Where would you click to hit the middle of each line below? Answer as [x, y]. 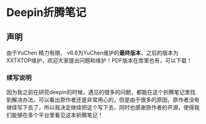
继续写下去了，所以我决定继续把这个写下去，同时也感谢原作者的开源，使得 [100, 108]
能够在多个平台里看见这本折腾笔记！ [57, 115]
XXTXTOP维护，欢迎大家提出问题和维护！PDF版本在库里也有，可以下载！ [99, 60]
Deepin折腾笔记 [47, 13]
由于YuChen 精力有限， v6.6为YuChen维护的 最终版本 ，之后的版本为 [93, 53]
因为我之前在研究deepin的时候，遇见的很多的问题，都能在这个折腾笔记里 [98, 92]
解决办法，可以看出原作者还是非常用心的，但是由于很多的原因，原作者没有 [105, 100]
